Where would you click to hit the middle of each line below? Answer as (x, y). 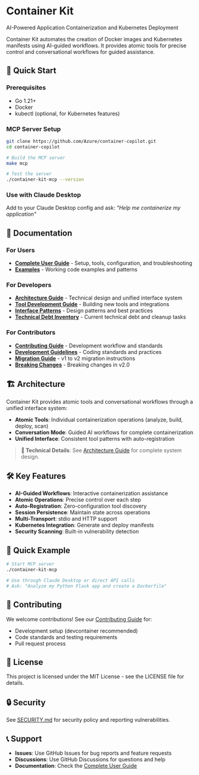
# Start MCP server (30, 564)
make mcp (17, 163)
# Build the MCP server (36, 158)
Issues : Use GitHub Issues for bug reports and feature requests (93, 753)
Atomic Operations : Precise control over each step (78, 500)
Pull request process (40, 643)
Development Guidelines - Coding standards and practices (88, 352)
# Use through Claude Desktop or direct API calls (71, 580)
